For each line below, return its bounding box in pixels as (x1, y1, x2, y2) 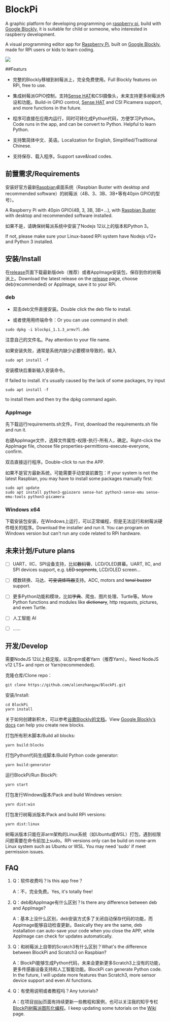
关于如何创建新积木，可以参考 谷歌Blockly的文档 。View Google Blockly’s (5, 716, 156, 722)
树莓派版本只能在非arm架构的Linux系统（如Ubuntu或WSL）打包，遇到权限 (5, 831, 161, 838)
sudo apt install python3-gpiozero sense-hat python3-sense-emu (5, 490, 144, 495)
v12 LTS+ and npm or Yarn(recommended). (5, 662, 95, 668)
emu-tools (5, 494, 26, 500)
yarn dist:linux (5, 822, 40, 827)
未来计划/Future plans (5, 546, 75, 555)
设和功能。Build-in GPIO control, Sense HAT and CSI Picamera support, (12, 99, 162, 105)
